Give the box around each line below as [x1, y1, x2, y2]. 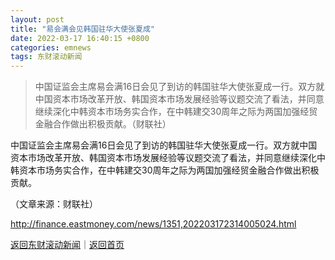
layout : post [10, 14, 65, 25]
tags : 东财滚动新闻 [10, 52, 83, 62]
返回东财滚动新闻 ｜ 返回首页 [10, 239, 125, 251]
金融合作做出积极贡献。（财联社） [34, 118, 172, 130]
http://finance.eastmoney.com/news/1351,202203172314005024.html [10, 218, 297, 230]
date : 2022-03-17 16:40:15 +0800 [10, 33, 150, 43]
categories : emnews [10, 42, 92, 53]
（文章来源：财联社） [10, 198, 98, 210]
